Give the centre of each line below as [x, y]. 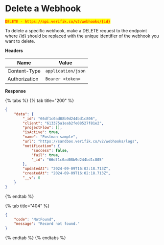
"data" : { [24, 114]
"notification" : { [41, 146]
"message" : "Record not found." [47, 224]
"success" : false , [50, 150]
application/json [65, 71]
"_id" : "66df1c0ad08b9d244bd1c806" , [60, 119]
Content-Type [24, 71]
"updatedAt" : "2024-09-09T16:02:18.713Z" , [67, 169]
